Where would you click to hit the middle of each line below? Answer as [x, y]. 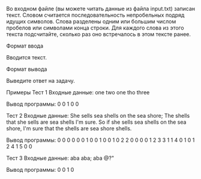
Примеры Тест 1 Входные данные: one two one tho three [78, 92]
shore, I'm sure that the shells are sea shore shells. [69, 128]
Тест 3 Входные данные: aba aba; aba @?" [60, 158]
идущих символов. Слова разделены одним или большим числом [91, 21]
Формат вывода [27, 69]
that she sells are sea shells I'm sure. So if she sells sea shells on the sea [96, 122]
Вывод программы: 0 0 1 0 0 [43, 104]
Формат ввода [25, 46]
